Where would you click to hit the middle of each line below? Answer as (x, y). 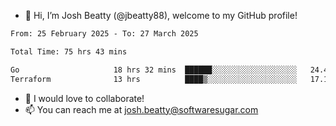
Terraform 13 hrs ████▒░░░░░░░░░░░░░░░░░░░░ (154, 79)
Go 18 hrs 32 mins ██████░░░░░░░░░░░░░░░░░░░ (154, 70)
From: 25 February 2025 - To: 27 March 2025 (104, 34)
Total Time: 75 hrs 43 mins (69, 51)
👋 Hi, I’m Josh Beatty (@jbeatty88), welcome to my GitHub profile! (161, 15)
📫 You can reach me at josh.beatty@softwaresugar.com (141, 109)
